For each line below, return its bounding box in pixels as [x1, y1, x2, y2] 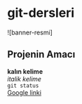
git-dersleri [7, 5, 75, 21]
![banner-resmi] [7, 28, 53, 37]
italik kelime [7, 74, 42, 83]
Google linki [7, 88, 42, 96]
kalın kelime [7, 67, 43, 75]
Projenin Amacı [7, 48, 76, 60]
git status [7, 82, 39, 89]
